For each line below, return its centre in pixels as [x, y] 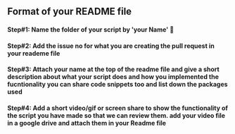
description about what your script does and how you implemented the [113, 77]
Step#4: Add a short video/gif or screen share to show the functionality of [118, 108]
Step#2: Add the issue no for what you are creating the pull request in [111, 46]
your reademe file [34, 53]
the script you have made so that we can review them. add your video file [116, 115]
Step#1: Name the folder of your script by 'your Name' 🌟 [91, 29]
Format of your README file [70, 12]
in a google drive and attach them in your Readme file [87, 123]
